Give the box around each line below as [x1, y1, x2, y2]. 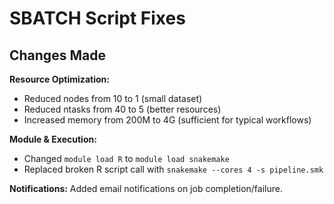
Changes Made [9, 47, 106, 64]
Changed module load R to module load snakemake [23, 153, 230, 164]
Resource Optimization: [9, 73, 110, 85]
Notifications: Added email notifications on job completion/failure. [9, 183, 283, 194]
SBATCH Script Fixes [9, 7, 186, 30]
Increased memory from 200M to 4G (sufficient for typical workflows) [23, 114, 312, 126]
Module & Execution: [9, 133, 97, 145]
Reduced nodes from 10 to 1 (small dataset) [23, 93, 203, 104]
